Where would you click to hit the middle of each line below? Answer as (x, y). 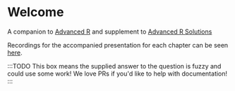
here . (15, 52)
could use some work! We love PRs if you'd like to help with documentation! (117, 73)
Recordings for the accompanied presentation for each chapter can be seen (118, 45)
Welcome (36, 12)
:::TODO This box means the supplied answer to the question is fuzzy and (114, 66)
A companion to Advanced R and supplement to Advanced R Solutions (110, 31)
